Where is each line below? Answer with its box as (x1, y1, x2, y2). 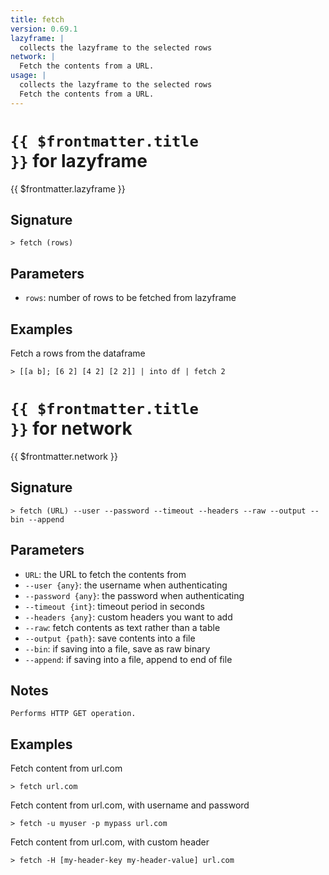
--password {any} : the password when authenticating (24, 589, 245, 601)
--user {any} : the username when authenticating (24, 579, 228, 591)
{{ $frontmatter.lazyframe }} (10, 182, 126, 195)
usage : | (10, 71, 47, 81)
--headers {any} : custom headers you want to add (24, 611, 233, 623)
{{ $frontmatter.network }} (10, 450, 118, 462)
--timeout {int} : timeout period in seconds (24, 600, 205, 612)
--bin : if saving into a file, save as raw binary (24, 642, 211, 655)
